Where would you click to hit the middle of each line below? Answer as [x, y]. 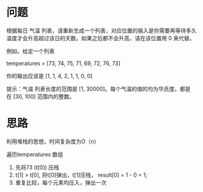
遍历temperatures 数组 [35, 154]
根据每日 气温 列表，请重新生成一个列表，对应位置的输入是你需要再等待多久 [102, 30]
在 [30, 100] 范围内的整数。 [41, 96]
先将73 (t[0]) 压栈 [37, 167]
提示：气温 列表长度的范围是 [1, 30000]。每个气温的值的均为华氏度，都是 [98, 88]
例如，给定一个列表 [31, 51]
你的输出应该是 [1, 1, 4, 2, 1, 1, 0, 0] [50, 76]
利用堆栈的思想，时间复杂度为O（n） [53, 141]
